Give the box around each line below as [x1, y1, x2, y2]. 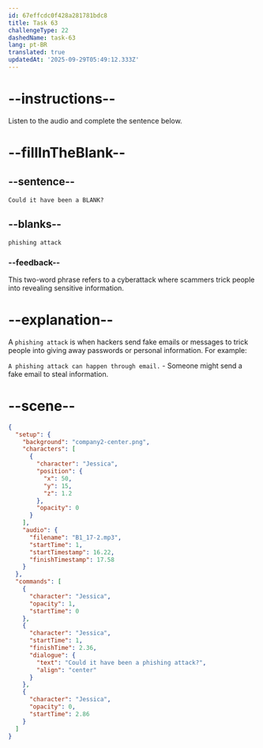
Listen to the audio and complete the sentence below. [8, 116, 183, 125]
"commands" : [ [15, 578, 62, 586]
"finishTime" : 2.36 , [28, 644, 97, 652]
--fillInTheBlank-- [8, 144, 126, 161]
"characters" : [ [22, 445, 77, 454]
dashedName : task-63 [8, 33, 77, 42]
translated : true [8, 48, 66, 56]
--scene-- [8, 397, 76, 416]
